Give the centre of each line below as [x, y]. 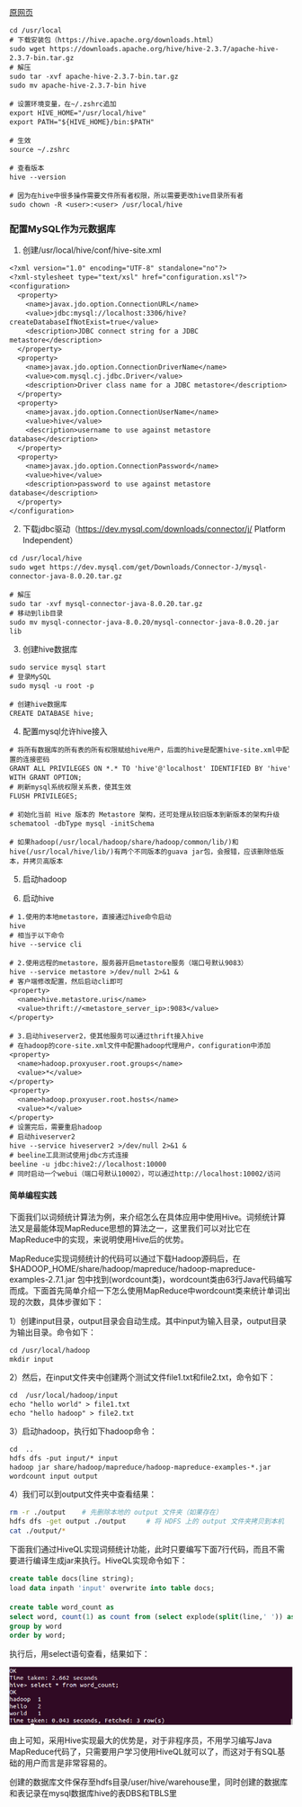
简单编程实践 [33, 1194]
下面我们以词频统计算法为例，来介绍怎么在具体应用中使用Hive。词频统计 [144, 1217]
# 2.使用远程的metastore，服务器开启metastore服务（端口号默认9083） [129, 963]
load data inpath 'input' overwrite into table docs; [112, 1588]
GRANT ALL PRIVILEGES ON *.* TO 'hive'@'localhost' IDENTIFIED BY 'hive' [151, 769]
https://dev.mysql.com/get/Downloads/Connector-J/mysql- [158, 568]
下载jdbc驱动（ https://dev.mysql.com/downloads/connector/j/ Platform [154, 529]
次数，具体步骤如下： [64, 1302]
